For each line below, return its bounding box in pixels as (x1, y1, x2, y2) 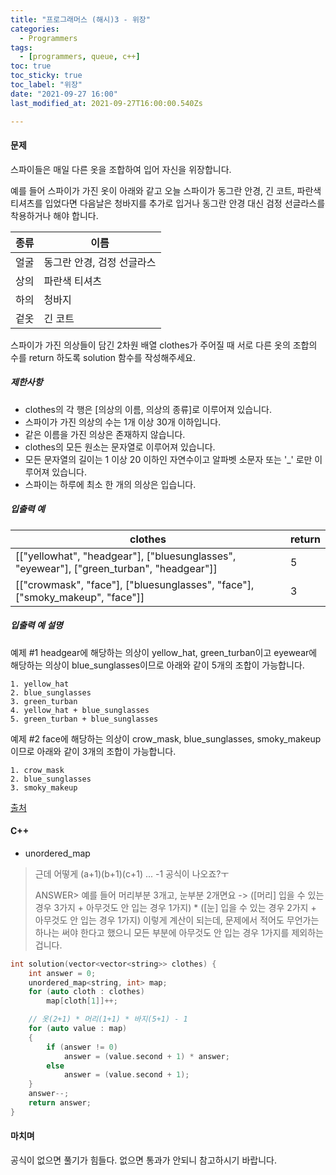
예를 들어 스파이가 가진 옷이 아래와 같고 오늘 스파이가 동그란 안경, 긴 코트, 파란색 (10, 184, 322, 196)
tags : (10, 42, 33, 53)
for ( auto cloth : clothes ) (28, 987, 145, 997)
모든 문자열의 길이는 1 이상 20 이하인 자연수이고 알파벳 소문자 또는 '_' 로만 (24, 453, 313, 465)
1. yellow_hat (10, 679, 70, 689)
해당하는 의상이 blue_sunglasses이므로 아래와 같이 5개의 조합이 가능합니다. (10, 659, 305, 671)
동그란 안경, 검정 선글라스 (43, 255, 157, 269)
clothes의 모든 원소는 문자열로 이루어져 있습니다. (24, 441, 216, 453)
